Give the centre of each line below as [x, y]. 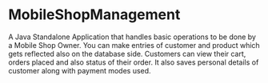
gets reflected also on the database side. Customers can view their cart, [127, 53]
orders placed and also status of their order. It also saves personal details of [134, 62]
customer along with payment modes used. [80, 70]
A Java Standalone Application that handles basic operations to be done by [132, 37]
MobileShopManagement [94, 15]
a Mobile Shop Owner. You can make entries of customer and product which [134, 45]
